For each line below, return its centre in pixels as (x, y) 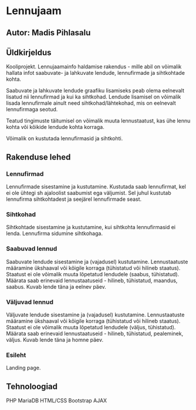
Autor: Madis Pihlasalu (48, 33)
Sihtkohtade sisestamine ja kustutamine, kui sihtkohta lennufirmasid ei (91, 227)
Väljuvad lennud (30, 302)
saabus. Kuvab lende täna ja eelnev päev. (56, 286)
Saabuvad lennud (32, 249)
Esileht (16, 355)
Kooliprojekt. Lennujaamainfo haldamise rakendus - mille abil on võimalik (94, 67)
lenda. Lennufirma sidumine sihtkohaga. (54, 233)
